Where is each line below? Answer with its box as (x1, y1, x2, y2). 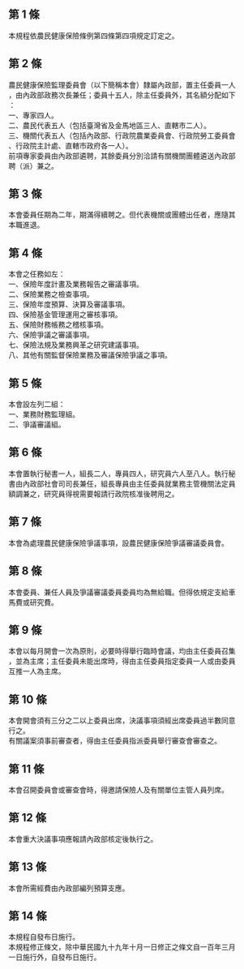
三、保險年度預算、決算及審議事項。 (8, 299, 130, 310)
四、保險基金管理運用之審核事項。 (8, 310, 122, 319)
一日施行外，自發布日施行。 (8, 952, 101, 963)
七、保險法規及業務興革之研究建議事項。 (8, 340, 143, 350)
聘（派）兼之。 (8, 161, 58, 170)
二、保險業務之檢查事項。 (8, 289, 94, 299)
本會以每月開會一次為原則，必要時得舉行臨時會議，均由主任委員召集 (8, 646, 236, 656)
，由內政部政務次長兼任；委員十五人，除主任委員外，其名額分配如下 (8, 90, 236, 100)
